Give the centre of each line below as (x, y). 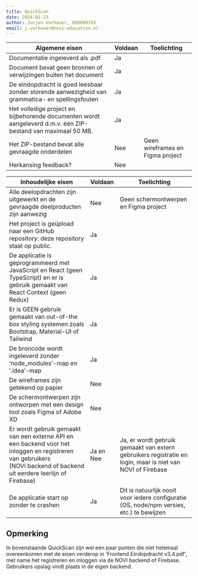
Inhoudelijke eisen (47, 182)
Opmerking (27, 533)
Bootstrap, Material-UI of (44, 331)
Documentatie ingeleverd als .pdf (55, 58)
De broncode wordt (36, 349)
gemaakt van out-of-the (43, 317)
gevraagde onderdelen (41, 152)
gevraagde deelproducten (45, 207)
